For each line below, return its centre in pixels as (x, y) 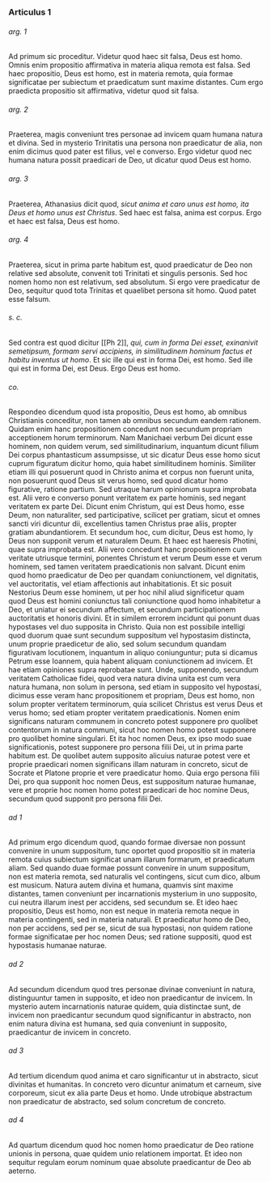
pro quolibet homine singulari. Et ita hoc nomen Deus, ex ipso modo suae (130, 739)
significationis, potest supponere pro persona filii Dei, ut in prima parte (126, 748)
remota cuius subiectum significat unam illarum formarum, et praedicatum (132, 859)
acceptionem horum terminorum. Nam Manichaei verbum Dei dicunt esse (131, 438)
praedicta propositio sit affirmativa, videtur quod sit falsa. (104, 91)
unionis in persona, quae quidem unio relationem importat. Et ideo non (125, 1153)
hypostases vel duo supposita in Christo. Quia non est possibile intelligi (127, 627)
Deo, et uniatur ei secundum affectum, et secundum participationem (122, 610)
